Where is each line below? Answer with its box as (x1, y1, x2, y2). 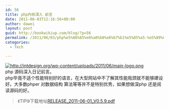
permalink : (5, 35, 28, 40)
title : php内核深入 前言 (5, 12, 53, 17)
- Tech (10, 44, 24, 49)
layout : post (5, 26, 33, 31)
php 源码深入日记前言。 (5, 68, 54, 74)
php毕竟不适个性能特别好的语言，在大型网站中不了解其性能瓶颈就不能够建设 (5, 74, 163, 80)
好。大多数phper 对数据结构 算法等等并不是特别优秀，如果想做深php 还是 (5, 81, 157, 87)
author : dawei (5, 21, 35, 26)
